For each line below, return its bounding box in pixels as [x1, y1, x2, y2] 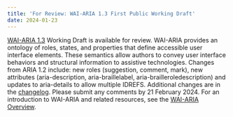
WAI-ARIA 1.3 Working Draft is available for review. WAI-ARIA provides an [7, 36, 218, 44]
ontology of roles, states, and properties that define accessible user [7, 43, 203, 52]
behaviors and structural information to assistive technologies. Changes [7, 58, 215, 66]
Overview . [7, 102, 36, 111]
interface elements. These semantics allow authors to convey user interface [7, 50, 226, 59]
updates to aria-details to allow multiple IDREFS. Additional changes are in [7, 80, 221, 88]
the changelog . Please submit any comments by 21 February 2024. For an [7, 88, 220, 96]
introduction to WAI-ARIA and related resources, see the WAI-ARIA [7, 95, 199, 103]
